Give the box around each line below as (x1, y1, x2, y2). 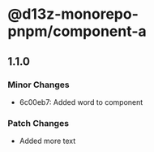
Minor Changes (7, 79, 70, 90)
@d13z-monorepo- (7, 5, 139, 24)
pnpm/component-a (7, 22, 147, 41)
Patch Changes (7, 117, 70, 128)
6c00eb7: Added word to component (19, 97, 143, 106)
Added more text (19, 136, 76, 146)
